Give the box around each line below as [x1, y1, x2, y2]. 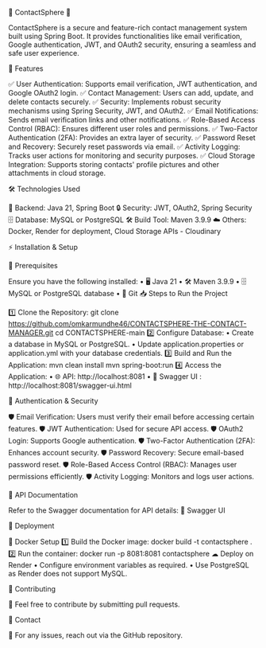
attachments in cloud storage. [8, 168, 106, 178]
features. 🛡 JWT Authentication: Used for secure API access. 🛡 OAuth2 [8, 424, 244, 433]
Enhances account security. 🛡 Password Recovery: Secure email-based [8, 448, 245, 457]
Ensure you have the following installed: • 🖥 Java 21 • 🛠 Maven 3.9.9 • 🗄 [8, 277, 248, 286]
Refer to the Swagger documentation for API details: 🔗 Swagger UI [8, 506, 226, 515]
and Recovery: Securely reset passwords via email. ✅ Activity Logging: [8, 142, 241, 151]
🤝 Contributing [8, 584, 56, 593]
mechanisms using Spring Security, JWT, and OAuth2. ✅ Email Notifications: [8, 106, 259, 115]
